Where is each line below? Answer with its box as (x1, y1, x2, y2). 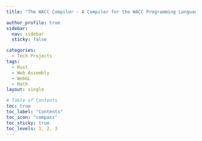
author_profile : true (6, 19, 61, 26)
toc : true (6, 103, 31, 109)
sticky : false (11, 37, 47, 43)
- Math (11, 81, 28, 87)
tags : (6, 58, 20, 64)
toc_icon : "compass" (6, 114, 58, 121)
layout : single (6, 87, 44, 93)
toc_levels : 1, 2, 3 (6, 125, 58, 131)
